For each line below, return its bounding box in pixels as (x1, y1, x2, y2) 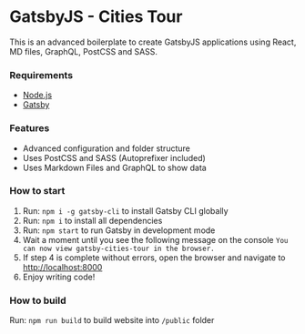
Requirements (9, 68, 74, 81)
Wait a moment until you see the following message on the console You (22, 234, 289, 245)
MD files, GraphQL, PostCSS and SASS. (9, 46, 158, 56)
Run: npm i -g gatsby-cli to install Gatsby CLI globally (22, 205, 229, 216)
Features (9, 122, 50, 135)
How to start (9, 185, 66, 197)
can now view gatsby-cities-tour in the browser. (22, 244, 216, 253)
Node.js (22, 89, 53, 101)
